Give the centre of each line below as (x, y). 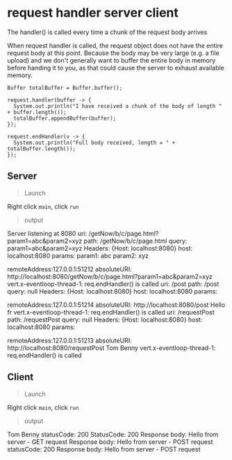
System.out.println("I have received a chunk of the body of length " (118, 106)
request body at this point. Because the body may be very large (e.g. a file (114, 53)
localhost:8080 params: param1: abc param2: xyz (78, 255)
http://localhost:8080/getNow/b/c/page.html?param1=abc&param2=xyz (110, 276)
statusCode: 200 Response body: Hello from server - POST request (104, 449)
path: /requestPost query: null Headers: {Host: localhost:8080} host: (105, 319)
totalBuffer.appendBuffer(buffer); (65, 118)
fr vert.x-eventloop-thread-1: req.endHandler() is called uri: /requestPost (111, 312)
